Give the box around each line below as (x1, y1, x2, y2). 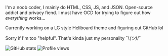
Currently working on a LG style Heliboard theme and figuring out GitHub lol (5, 25, 163, 31)
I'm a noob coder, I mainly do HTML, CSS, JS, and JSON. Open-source (5, 5, 153, 10)
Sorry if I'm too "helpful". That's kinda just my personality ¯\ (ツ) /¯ (5, 35, 141, 41)
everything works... (5, 15, 46, 21)
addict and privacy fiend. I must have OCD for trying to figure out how (5, 10, 151, 16)
